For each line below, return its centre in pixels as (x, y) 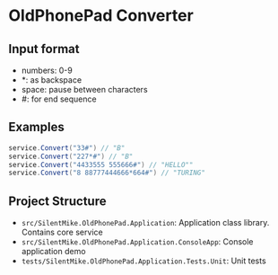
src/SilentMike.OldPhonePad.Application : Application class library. (145, 223)
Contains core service (62, 232)
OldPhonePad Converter (101, 16)
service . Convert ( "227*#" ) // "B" (71, 156)
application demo (53, 252)
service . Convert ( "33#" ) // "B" (67, 148)
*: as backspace (52, 80)
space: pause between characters (85, 89)
